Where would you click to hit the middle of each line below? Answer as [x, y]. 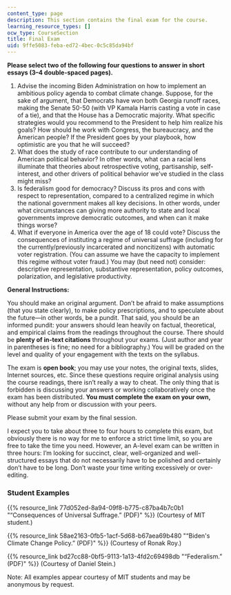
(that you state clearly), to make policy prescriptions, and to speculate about [115, 310]
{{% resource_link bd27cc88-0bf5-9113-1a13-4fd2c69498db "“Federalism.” [115, 556]
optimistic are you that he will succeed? [73, 144]
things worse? [37, 225]
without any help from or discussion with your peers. [82, 404]
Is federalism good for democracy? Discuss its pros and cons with [111, 188]
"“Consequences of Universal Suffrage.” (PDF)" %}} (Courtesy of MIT [106, 515]
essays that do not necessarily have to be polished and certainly [130, 460]
